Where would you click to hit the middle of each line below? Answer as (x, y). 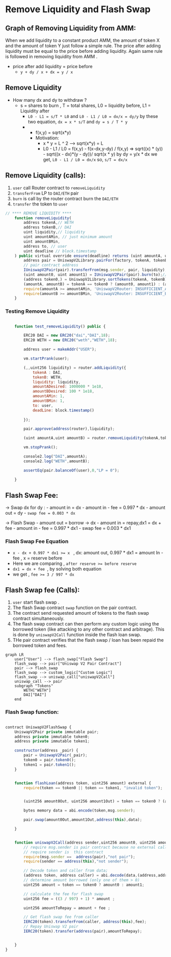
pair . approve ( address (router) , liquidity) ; (69, 429)
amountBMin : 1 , (49, 401)
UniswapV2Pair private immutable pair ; (57, 732)
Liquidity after (35, 111)
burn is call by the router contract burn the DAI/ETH (65, 198)
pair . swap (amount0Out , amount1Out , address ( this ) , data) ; (83, 820)
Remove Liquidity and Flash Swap (78, 9)
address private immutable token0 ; (52, 737)
